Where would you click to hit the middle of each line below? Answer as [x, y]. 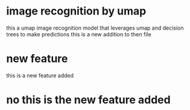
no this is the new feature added [88, 100]
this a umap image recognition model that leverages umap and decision [95, 28]
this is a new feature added [40, 75]
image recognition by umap [76, 11]
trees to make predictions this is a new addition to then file [79, 34]
